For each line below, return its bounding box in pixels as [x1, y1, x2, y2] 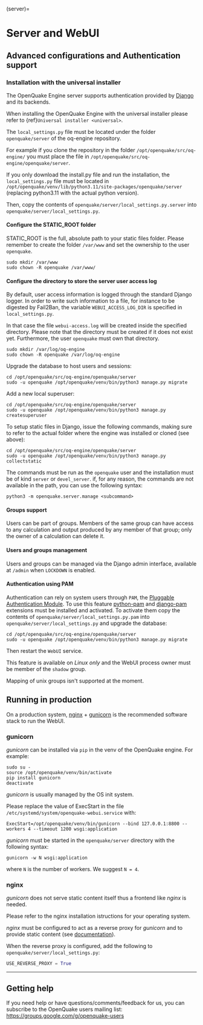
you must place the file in [27, 153, 89, 160]
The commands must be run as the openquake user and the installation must [6, 469, 194, 476]
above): [6, 436, 25, 443]
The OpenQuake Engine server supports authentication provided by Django [6, 92, 194, 99]
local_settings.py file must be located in [6, 177, 109, 184]
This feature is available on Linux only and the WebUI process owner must [6, 659, 191, 666]
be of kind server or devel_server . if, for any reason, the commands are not [6, 475, 194, 482]
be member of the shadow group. [6, 665, 86, 672]
